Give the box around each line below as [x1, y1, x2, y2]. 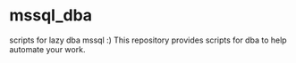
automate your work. [9, 43, 86, 54]
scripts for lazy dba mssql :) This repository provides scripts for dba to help [9, 35, 288, 45]
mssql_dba [9, 5, 92, 26]
